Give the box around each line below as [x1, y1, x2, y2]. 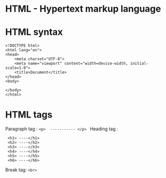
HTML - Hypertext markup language [5, 3, 161, 15]
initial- [130, 61, 149, 66]
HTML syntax [5, 26, 63, 38]
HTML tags [5, 109, 53, 121]
